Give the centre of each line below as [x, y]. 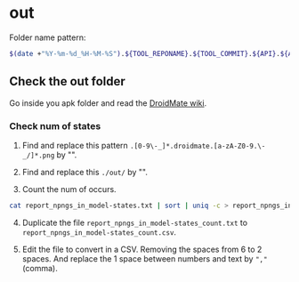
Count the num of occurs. [69, 189]
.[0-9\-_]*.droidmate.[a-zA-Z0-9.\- [198, 146]
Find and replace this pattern [75, 145]
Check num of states [55, 125]
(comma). [40, 268]
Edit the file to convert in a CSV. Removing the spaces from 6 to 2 [142, 249]
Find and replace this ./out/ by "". [85, 172]
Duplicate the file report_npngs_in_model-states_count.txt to [134, 222]
